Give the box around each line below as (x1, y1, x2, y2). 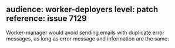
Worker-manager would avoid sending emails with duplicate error (6, 29, 164, 36)
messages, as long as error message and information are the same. (6, 35, 169, 42)
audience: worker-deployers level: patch (6, 5, 159, 14)
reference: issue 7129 (6, 14, 87, 24)
